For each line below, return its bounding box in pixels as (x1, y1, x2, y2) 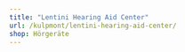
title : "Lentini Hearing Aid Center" (9, 12, 149, 22)
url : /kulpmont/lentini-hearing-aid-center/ (9, 21, 177, 30)
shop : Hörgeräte (9, 29, 69, 38)
